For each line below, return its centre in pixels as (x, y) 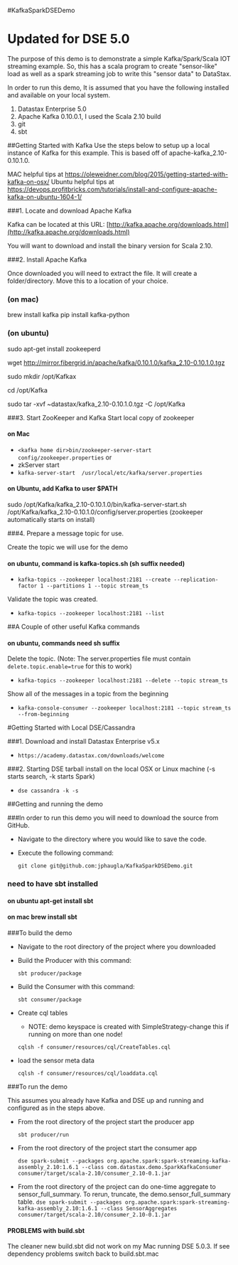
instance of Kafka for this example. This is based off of (88, 153)
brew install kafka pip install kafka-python (69, 315)
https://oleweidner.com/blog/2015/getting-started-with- (147, 174)
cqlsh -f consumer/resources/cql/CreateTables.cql (94, 1047)
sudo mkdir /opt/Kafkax (42, 376)
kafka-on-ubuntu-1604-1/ (45, 197)
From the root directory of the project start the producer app (106, 1122)
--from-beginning (43, 715)
